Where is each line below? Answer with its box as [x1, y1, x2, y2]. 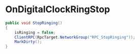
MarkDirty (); [14, 39, 42, 44]
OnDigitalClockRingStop [5, 4, 110, 15]
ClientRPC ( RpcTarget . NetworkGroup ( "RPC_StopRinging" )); [14, 35, 136, 40]
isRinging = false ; [14, 30, 56, 35]
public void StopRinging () [5, 20, 63, 25]
